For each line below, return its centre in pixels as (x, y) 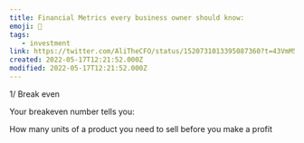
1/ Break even (35, 94)
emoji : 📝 (26, 26)
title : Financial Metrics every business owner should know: (127, 18)
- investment (46, 43)
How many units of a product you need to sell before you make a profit (141, 129)
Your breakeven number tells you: (72, 111)
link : (19, 52)
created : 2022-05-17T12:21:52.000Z (76, 60)
